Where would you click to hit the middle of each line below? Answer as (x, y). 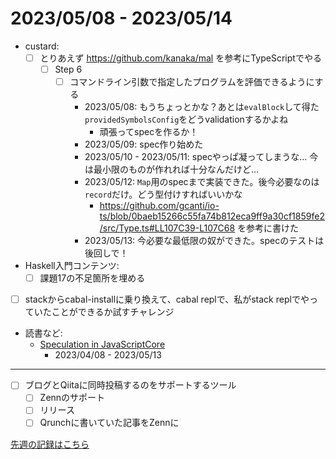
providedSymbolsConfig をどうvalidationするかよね (186, 119)
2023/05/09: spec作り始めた (144, 144)
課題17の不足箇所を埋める (92, 278)
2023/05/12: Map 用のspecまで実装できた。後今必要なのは (202, 182)
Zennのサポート (72, 398)
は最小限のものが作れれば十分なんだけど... (172, 169)
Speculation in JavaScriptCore (102, 344)
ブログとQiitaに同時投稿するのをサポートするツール (130, 385)
